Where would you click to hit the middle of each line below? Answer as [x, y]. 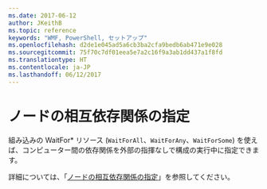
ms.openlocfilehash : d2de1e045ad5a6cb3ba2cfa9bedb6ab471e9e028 [116, 45]
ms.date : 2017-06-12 [43, 15]
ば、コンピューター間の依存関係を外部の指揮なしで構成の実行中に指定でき [130, 150]
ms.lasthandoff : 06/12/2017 [55, 75]
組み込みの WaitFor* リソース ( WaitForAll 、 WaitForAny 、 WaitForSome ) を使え [133, 140]
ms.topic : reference [43, 30]
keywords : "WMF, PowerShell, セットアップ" [78, 38]
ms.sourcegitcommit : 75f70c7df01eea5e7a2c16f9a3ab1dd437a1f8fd [116, 52]
